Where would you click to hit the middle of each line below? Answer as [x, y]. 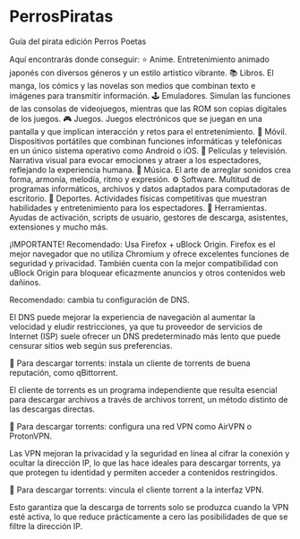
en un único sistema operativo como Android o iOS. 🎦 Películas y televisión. [149, 151]
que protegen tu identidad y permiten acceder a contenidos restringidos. [143, 472]
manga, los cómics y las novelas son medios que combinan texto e [133, 85]
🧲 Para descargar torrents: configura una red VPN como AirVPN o [131, 426]
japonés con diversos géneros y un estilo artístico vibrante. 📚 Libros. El [142, 73]
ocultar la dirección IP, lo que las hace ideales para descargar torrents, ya [145, 463]
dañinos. [26, 282]
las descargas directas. [52, 409]
